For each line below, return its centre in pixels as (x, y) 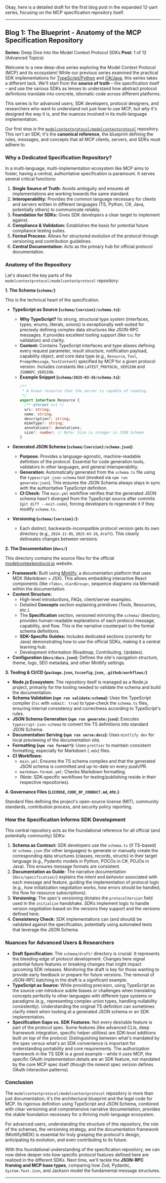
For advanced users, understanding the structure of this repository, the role (82, 1124)
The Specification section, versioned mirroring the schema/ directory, (90, 615)
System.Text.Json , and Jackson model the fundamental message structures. (83, 1170)
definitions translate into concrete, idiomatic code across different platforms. (83, 93)
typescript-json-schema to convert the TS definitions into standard (80, 724)
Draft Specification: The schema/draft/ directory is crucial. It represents (86, 954)
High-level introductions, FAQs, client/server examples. (76, 599)
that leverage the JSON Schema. (45, 930)
